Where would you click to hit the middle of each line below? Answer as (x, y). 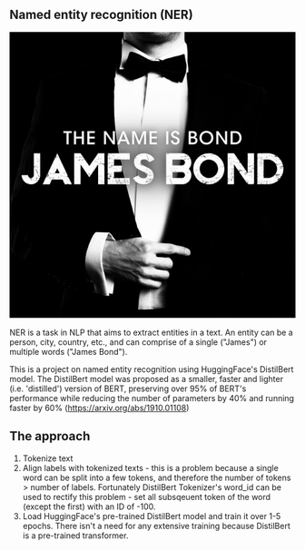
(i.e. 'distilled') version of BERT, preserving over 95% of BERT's (128, 388)
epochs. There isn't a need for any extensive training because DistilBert (156, 525)
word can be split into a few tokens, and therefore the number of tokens (157, 477)
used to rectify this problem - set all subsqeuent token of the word (146, 496)
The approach (50, 436)
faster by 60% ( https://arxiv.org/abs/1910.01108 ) (99, 408)
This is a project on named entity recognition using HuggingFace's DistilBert (152, 369)
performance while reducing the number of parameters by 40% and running (152, 398)
